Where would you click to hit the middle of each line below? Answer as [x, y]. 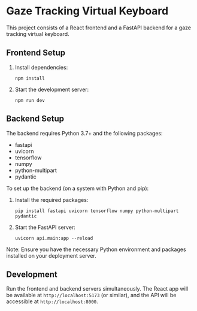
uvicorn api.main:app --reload [54, 238]
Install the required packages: [51, 200]
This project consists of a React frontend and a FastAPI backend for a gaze [99, 28]
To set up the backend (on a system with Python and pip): [78, 188]
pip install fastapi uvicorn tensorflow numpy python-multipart [97, 211]
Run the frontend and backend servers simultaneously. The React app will [97, 289]
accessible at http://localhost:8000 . [52, 301]
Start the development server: [52, 89]
